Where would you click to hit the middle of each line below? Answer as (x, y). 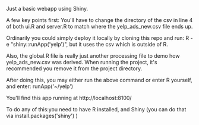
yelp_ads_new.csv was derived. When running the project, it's (82, 62)
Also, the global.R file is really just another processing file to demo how (93, 56)
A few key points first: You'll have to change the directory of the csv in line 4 (99, 20)
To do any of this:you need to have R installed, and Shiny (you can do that (96, 109)
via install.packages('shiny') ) (42, 116)
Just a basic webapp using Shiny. (47, 9)
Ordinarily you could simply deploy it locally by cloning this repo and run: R (97, 38)
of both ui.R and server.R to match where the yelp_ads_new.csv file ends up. (99, 26)
